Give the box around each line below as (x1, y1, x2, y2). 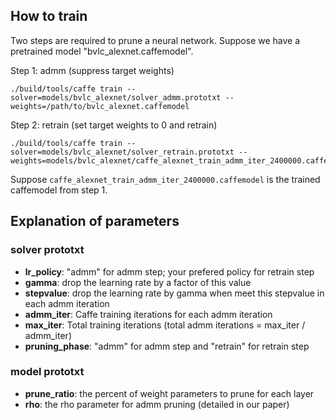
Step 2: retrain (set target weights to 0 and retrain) (10, 119, 218, 131)
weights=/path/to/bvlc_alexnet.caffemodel (10, 101, 190, 111)
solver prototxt (10, 243, 85, 257)
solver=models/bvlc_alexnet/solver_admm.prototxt (10, 92, 222, 103)
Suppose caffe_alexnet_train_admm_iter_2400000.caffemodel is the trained (10, 173, 321, 185)
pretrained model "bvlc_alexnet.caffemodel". (10, 45, 194, 57)
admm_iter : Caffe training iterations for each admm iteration (24, 308, 273, 320)
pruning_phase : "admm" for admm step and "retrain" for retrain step (24, 340, 310, 352)
